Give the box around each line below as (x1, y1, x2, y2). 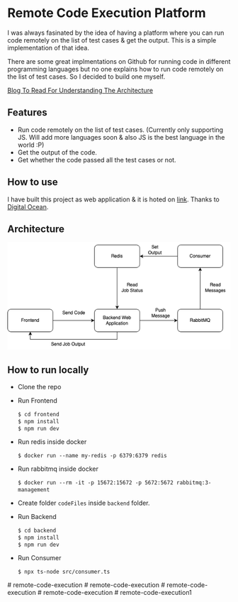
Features (7, 106, 47, 118)
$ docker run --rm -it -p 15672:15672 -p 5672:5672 (17, 479, 174, 486)
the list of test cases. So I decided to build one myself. (7, 72, 165, 81)
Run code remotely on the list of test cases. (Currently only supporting (17, 126, 224, 134)
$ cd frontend (17, 411, 59, 418)
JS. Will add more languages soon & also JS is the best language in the (17, 133, 225, 141)
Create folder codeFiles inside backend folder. (17, 498, 150, 508)
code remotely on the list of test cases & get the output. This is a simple (7, 35, 217, 44)
